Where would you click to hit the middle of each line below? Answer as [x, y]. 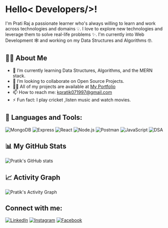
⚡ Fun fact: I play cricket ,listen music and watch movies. [72, 100]
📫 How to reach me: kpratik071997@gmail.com [62, 92]
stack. [19, 76]
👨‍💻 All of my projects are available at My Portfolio [64, 86]
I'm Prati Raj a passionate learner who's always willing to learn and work [80, 23]
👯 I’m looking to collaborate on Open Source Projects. [68, 81]
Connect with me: [34, 208]
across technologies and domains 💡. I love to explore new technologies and [84, 28]
